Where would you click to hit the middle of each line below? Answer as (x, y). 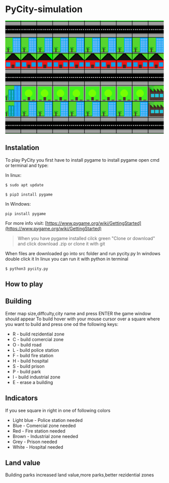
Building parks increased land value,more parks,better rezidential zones (80, 475)
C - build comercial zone (38, 339)
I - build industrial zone (36, 377)
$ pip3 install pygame (29, 195)
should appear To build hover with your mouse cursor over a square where (82, 319)
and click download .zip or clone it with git (61, 244)
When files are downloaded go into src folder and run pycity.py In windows (83, 253)
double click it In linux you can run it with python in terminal (67, 259)
